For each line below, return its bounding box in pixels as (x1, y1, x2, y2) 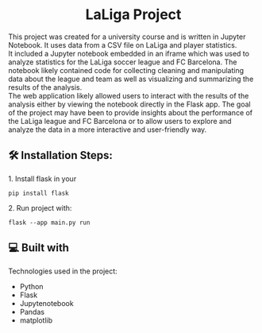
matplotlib (19, 316, 53, 325)
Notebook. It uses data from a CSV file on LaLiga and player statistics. (8, 40, 237, 49)
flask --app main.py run (8, 219, 91, 227)
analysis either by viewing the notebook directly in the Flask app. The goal (8, 99, 252, 109)
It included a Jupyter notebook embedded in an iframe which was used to (8, 48, 250, 58)
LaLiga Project (85, 6, 182, 24)
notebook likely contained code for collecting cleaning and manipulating (8, 65, 245, 75)
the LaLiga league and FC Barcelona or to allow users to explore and (8, 116, 232, 126)
